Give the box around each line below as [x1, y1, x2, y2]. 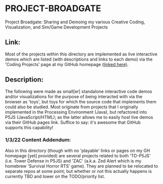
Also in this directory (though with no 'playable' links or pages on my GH [5, 148, 150, 153]
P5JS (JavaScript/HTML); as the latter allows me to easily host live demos [5, 114, 153, 120]
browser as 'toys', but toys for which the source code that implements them [5, 99, 157, 104]
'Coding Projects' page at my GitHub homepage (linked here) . [5, 61, 129, 67]
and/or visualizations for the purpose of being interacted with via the [5, 93, 143, 100]
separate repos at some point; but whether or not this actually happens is [5, 168, 152, 174]
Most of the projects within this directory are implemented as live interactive [5, 51, 158, 57]
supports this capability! [5, 124, 54, 130]
